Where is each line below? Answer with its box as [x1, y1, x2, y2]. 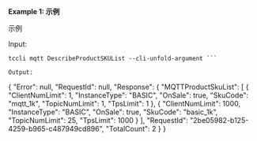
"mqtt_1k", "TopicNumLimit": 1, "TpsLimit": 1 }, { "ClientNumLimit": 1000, [8, 99, 241, 108]
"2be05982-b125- [189, 116, 249, 124]
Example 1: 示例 [8, 7, 60, 16]
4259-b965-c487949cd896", [8, 124, 104, 133]
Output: [8, 69, 34, 76]
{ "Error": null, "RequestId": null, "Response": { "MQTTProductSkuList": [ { [8, 82, 249, 91]
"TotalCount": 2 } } [105, 124, 166, 133]
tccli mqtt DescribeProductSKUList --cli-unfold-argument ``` [8, 54, 217, 62]
